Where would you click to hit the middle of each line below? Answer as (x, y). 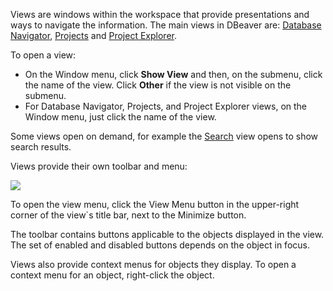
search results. (41, 147)
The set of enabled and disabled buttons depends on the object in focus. (160, 245)
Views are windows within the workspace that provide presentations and (160, 14)
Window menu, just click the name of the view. (120, 117)
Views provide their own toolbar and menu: (99, 166)
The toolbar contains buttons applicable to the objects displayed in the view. (167, 234)
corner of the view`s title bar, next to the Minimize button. (128, 215)
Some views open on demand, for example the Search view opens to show (164, 136)
